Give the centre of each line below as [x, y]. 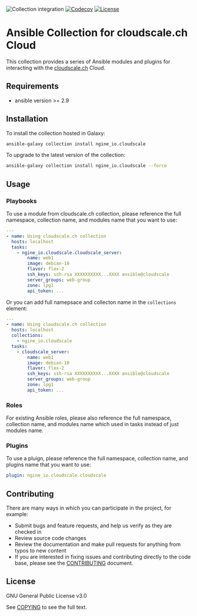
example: [17, 514]
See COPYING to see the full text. [46, 607]
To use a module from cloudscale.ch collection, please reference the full [94, 214]
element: [17, 308]
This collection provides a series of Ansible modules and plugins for [88, 61]
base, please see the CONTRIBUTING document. [74, 563]
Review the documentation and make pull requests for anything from [98, 544]
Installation [27, 119]
